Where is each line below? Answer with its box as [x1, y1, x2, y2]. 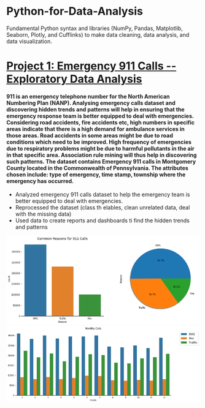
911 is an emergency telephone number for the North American [6, 93, 170, 100]
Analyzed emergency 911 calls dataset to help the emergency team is [15, 191, 190, 198]
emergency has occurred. [6, 177, 74, 184]
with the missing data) [15, 210, 72, 218]
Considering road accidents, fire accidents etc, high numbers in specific [6, 118, 195, 126]
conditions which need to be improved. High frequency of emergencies [6, 138, 192, 145]
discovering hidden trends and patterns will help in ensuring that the [6, 105, 185, 113]
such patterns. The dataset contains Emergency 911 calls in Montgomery [6, 157, 196, 165]
